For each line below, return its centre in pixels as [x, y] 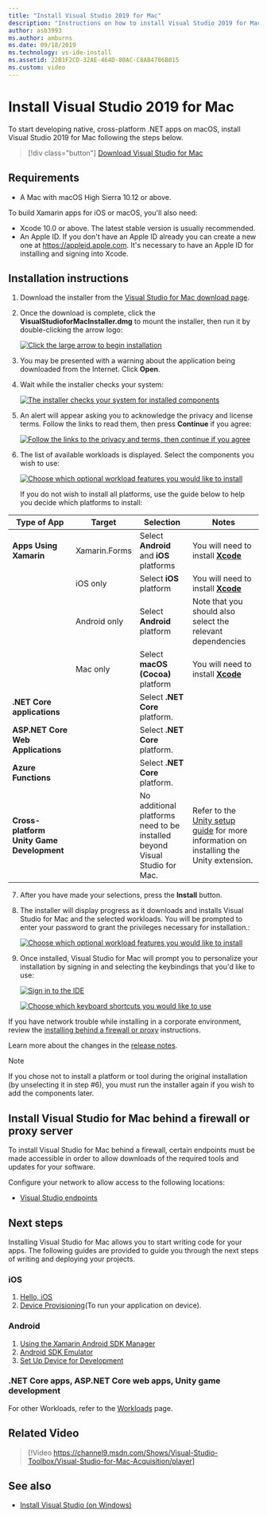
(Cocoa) [155, 674]
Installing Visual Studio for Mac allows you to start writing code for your [125, 1242]
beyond [154, 845]
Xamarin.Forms [104, 551]
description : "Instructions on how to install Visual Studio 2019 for [128, 23]
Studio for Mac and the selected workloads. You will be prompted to [131, 919]
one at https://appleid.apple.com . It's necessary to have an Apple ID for [137, 245]
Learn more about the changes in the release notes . [93, 1045]
